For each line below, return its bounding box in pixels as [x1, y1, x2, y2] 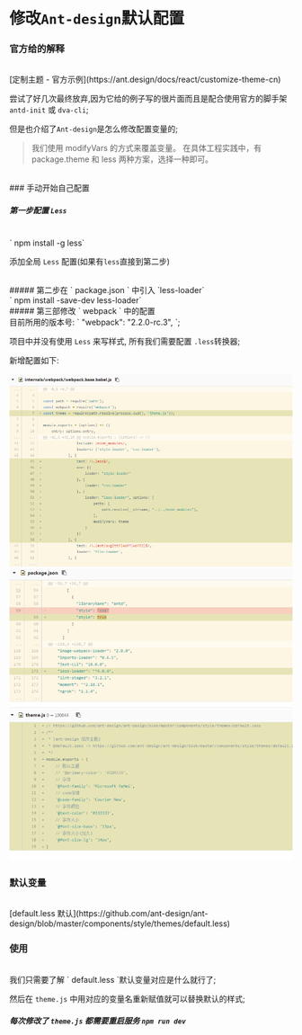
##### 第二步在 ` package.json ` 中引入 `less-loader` [9, 285, 205, 296]
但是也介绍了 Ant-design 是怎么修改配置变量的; [9, 123, 178, 135]
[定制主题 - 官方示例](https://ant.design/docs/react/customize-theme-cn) [9, 74, 281, 85]
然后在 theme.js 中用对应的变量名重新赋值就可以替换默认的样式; [9, 993, 245, 1004]
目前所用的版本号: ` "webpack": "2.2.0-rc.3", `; [9, 317, 181, 328]
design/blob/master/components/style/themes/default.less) [9, 918, 231, 929]
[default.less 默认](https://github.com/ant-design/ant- [9, 908, 209, 919]
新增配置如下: [9, 355, 60, 366]
